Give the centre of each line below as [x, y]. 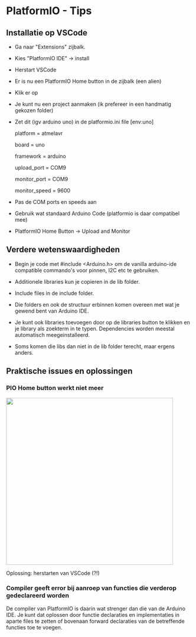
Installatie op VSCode [47, 33]
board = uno [30, 145]
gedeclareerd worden [38, 596]
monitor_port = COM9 [41, 179]
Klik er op [26, 92]
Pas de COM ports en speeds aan [55, 202]
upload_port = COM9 [40, 168]
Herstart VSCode [35, 70]
